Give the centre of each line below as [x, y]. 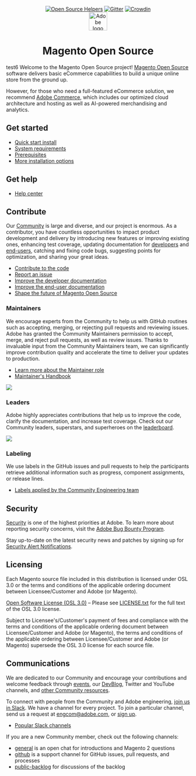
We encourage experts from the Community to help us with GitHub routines [97, 321]
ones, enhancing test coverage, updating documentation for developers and [97, 245]
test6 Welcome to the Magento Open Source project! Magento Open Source [97, 67]
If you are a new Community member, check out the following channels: [92, 736]
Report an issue [33, 275]
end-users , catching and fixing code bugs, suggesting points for [83, 251]
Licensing [24, 565]
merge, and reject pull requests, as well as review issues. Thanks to [87, 340]
